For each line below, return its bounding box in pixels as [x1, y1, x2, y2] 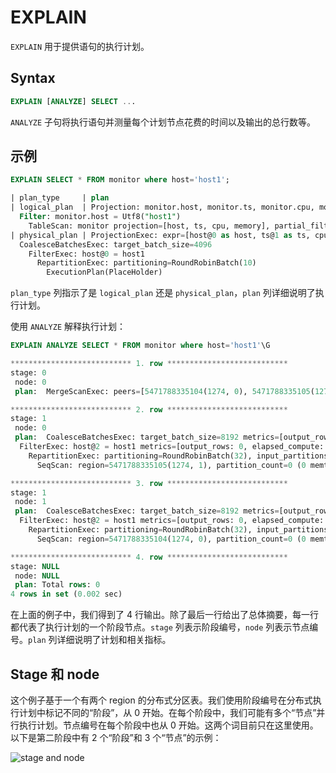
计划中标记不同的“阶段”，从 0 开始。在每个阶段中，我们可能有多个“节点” [18, 707, 317, 718]
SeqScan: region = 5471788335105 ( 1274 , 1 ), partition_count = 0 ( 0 [36, 460, 307, 470]
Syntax [10, 70, 56, 87]
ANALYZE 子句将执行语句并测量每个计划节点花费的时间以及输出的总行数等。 [10, 116, 317, 128]
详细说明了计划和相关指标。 [56, 634, 172, 646]
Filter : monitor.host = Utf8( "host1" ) [19, 212, 182, 222]
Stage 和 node [10, 666, 100, 683]
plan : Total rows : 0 [14, 580, 101, 590]
